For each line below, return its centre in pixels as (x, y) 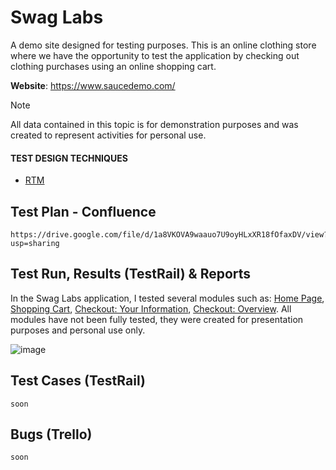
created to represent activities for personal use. (108, 135)
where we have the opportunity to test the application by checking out (155, 55)
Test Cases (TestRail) (78, 381)
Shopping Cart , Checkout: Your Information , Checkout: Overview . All (151, 308)
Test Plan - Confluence (83, 211)
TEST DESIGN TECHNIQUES (69, 158)
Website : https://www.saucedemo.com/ (93, 85)
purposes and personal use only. (78, 330)
